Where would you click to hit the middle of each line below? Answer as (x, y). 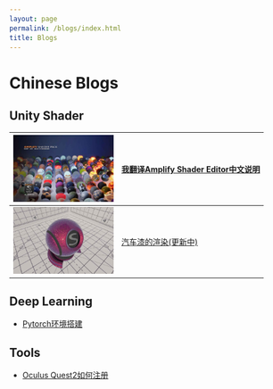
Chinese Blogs (64, 83)
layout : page (33, 19)
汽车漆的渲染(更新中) (160, 242)
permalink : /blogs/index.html (66, 28)
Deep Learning (51, 302)
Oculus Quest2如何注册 (65, 376)
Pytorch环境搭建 (52, 324)
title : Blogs (33, 37)
